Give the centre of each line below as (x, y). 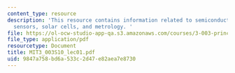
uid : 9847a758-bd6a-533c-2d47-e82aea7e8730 (72, 59)
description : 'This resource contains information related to (100, 20)
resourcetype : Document (42, 46)
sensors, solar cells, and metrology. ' (73, 26)
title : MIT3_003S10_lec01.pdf (51, 53)
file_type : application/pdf (48, 40)
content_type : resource (42, 14)
